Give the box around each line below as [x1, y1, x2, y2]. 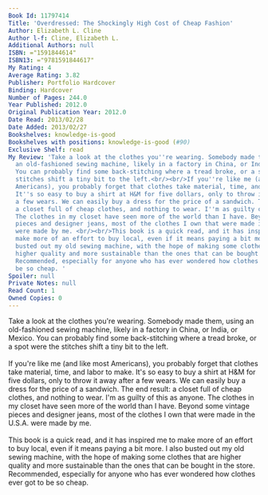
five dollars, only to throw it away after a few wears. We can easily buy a [8, 375, 246, 385]
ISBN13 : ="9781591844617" [8, 57, 94, 65]
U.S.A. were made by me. [8, 417, 92, 428]
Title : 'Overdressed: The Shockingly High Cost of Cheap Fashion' [8, 19, 234, 27]
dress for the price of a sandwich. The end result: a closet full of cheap [8, 384, 242, 393]
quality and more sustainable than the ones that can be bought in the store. [8, 461, 255, 470]
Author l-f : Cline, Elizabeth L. [8, 34, 120, 42]
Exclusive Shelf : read [8, 146, 84, 154]
